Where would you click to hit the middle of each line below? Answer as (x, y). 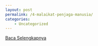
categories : (18, 19)
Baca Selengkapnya (26, 38)
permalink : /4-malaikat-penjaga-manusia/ (49, 14)
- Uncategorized (31, 24)
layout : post (19, 10)
